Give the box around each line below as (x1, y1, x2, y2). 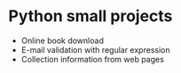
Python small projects (8, 6, 173, 26)
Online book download (20, 35, 104, 46)
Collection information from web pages (20, 54, 165, 64)
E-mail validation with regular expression (20, 44, 170, 55)
